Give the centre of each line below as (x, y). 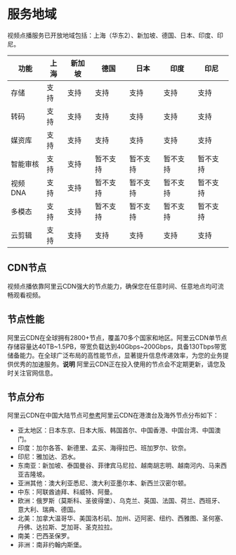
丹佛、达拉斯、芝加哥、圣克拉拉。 (67, 527)
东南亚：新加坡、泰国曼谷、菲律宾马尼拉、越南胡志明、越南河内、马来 (119, 466)
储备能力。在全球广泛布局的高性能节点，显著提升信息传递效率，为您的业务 (115, 355)
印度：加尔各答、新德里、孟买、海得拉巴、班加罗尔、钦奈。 (104, 448)
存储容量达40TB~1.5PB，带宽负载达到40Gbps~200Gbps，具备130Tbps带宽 (117, 347)
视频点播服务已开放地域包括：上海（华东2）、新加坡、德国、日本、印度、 (112, 35)
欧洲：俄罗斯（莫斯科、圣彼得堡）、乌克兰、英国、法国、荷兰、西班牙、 (120, 501)
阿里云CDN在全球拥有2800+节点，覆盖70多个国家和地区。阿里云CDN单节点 (117, 337)
